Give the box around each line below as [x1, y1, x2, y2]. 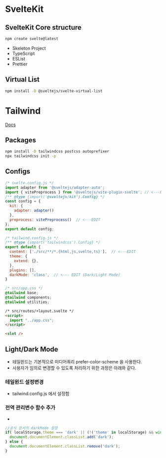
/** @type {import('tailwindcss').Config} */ [5, 240, 100, 245]
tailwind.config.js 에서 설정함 [12, 391, 70, 397]
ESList [12, 55, 26, 61]
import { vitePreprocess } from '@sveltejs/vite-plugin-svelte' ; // [5, 190, 149, 195]
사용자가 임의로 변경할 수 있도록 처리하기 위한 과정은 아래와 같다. [12, 365, 136, 371]
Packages [5, 136, 36, 144]
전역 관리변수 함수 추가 [5, 405, 56, 411]
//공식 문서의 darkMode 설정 [5, 425, 58, 430]
